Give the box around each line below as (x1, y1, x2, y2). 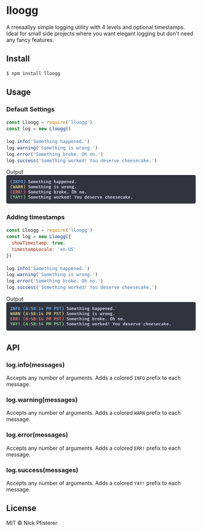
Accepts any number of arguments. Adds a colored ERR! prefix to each (6, 444, 181, 452)
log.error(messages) (6, 431, 69, 439)
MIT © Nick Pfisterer (6, 519, 58, 526)
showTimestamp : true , (11, 240, 66, 247)
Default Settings (6, 105, 55, 113)
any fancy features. (6, 36, 54, 43)
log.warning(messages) (6, 395, 78, 404)
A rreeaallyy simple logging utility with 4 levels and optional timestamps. (6, 23, 185, 31)
